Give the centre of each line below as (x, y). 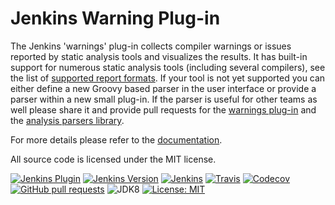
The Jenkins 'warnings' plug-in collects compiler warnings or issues (151, 46)
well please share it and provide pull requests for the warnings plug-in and (163, 109)
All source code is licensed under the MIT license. (113, 159)
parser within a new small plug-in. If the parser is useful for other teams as (164, 99)
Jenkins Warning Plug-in (115, 18)
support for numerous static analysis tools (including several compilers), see (168, 67)
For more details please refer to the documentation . (116, 139)
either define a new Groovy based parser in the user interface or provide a (163, 88)
